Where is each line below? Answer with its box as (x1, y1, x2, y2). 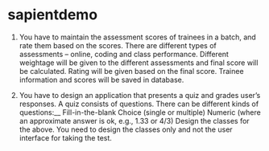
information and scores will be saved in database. (19, 75, 184, 84)
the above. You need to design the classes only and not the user (19, 124, 233, 134)
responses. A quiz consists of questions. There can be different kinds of (19, 99, 259, 108)
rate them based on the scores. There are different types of (19, 40, 217, 50)
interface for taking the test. (19, 133, 112, 142)
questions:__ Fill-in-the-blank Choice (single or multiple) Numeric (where (19, 107, 261, 117)
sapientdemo (7, 6, 98, 24)
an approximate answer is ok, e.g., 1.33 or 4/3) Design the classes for (19, 116, 250, 125)
